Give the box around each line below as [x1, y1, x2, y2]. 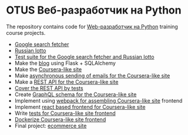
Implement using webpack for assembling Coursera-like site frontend [14, 97, 183, 104]
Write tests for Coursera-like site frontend [14, 110, 116, 117]
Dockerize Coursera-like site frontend [14, 116, 106, 123]
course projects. [6, 29, 46, 36]
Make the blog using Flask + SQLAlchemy [14, 60, 116, 67]
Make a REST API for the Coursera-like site [14, 78, 119, 85]
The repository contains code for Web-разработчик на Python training [6, 23, 178, 30]
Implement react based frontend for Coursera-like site [14, 103, 146, 110]
